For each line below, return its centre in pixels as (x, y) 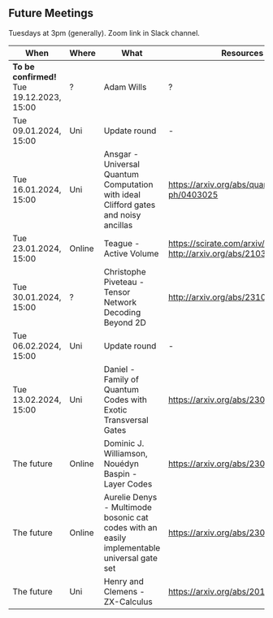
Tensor (117, 292)
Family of (121, 379)
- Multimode (128, 507)
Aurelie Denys (130, 497)
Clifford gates (130, 205)
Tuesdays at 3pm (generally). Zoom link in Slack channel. (104, 32)
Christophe (125, 271)
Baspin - (121, 473)
